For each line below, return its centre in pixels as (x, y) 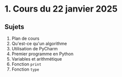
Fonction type (25, 69)
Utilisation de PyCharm (35, 49)
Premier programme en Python (43, 54)
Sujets (15, 27)
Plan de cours (26, 38)
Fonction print (26, 64)
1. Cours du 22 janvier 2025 (61, 9)
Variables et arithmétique (37, 59)
